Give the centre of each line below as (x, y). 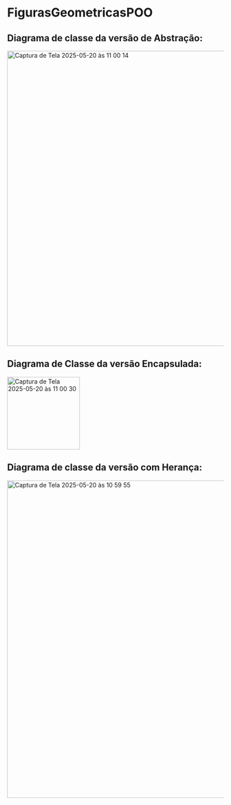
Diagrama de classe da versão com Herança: (105, 468)
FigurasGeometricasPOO (80, 13)
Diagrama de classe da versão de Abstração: (105, 38)
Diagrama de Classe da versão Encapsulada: (104, 364)
